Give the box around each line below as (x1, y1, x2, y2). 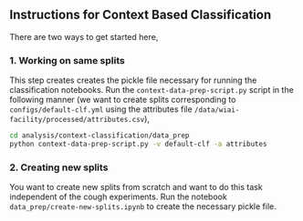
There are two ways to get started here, (9, 31, 159, 42)
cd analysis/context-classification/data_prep (9, 131, 190, 140)
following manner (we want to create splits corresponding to (9, 95, 236, 105)
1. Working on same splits (9, 54, 125, 66)
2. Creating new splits (9, 161, 109, 174)
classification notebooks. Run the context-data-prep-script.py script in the (9, 85, 294, 95)
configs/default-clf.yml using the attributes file (9, 104, 193, 115)
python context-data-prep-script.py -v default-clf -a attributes (9, 139, 267, 148)
